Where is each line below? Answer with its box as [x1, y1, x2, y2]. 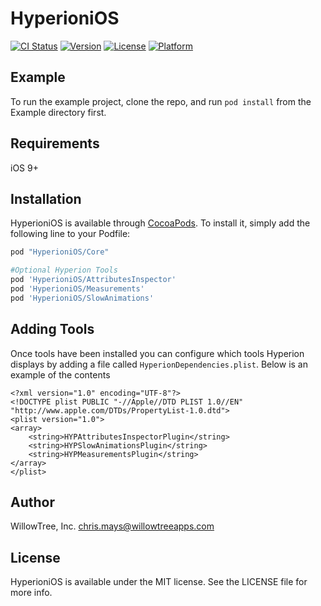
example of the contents [10, 368, 111, 381]
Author [10, 493, 55, 511]
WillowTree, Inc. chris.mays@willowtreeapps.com [10, 520, 215, 532]
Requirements [10, 135, 100, 152]
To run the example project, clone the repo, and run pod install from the [10, 95, 312, 107]
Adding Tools [10, 321, 95, 338]
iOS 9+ [10, 162, 39, 174]
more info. [10, 587, 53, 599]
